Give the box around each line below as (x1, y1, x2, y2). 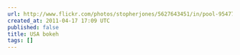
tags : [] (7, 37, 34, 44)
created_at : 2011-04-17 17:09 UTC (7, 17, 111, 24)
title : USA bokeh (7, 30, 59, 38)
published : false (7, 24, 59, 31)
